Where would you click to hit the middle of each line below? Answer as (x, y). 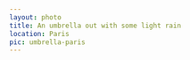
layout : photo (36, 17)
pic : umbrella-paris (48, 42)
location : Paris (39, 34)
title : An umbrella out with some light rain (95, 26)
